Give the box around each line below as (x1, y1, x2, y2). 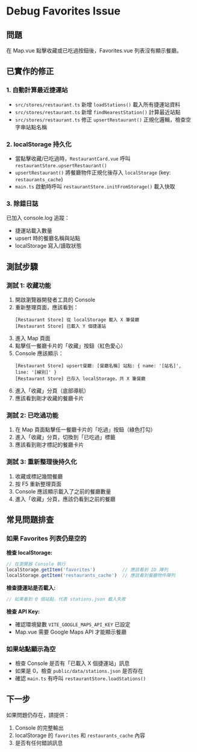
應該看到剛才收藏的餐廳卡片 (14, 394, 84, 402)
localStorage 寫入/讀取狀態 (14, 242, 82, 249)
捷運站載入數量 (14, 227, 52, 234)
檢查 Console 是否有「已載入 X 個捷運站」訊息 (14, 660, 130, 667)
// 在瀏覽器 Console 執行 (6, 561, 66, 567)
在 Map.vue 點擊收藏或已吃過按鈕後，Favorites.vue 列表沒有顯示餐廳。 (6, 47, 182, 54)
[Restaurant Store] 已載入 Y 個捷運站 (14, 323, 107, 329)
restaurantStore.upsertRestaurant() (14, 162, 107, 169)
